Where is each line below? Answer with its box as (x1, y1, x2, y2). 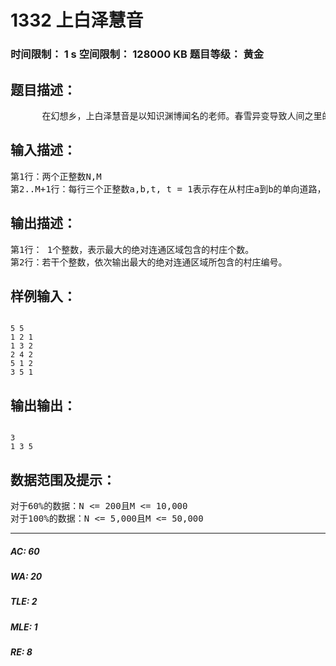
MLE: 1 (10, 621, 38, 633)
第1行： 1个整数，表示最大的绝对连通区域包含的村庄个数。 (10, 244, 255, 255)
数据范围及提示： (10, 471, 116, 488)
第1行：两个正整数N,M (10, 171, 102, 182)
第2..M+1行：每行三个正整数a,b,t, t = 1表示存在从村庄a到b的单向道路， (10, 183, 327, 195)
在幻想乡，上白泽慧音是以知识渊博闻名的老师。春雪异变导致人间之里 (41, 110, 323, 121)
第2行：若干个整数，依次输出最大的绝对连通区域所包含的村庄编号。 (10, 256, 288, 268)
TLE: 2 (10, 596, 38, 608)
